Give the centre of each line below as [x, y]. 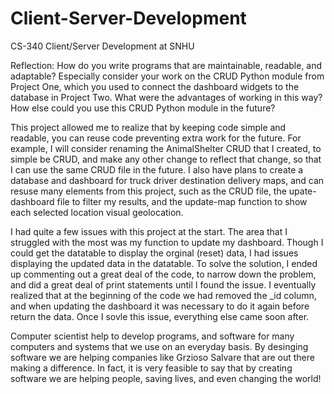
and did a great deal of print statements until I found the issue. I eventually [163, 284]
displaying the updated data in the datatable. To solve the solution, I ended [164, 263]
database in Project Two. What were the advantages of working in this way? [166, 97]
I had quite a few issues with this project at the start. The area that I [149, 231]
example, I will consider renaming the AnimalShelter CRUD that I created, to [166, 148]
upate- [302, 191]
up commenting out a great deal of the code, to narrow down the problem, [163, 274]
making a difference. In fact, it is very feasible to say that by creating [151, 368]
